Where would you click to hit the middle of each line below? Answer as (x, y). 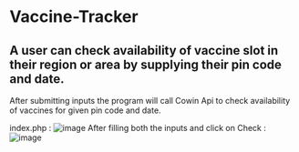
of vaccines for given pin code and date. (85, 110)
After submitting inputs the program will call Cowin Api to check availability (150, 101)
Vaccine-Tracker (74, 17)
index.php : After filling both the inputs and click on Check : (138, 128)
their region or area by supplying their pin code (146, 64)
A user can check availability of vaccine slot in (144, 51)
